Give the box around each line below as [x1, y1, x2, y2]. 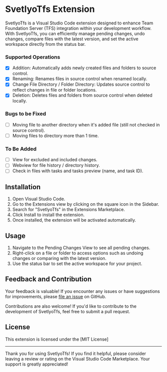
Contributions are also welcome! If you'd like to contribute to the [5, 303, 137, 309]
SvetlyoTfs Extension [5, 3, 95, 15]
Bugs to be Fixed [5, 111, 46, 118]
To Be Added [5, 145, 37, 152]
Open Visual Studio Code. [12, 196, 66, 202]
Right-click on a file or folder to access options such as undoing [12, 250, 144, 256]
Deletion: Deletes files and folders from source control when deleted [12, 92, 153, 98]
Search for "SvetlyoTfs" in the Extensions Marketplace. [12, 207, 125, 213]
